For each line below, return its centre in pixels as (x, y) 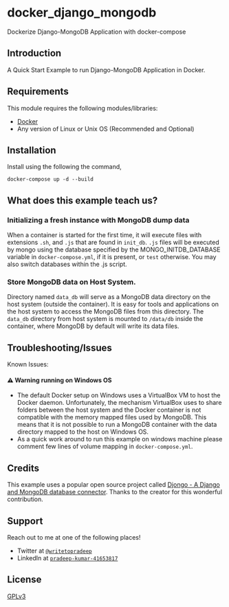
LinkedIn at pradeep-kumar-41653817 (67, 558)
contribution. (25, 499)
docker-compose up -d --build (51, 179)
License (24, 580)
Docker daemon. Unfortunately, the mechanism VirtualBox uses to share (119, 403)
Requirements (38, 92)
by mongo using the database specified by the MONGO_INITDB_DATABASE (114, 250)
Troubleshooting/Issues (59, 347)
